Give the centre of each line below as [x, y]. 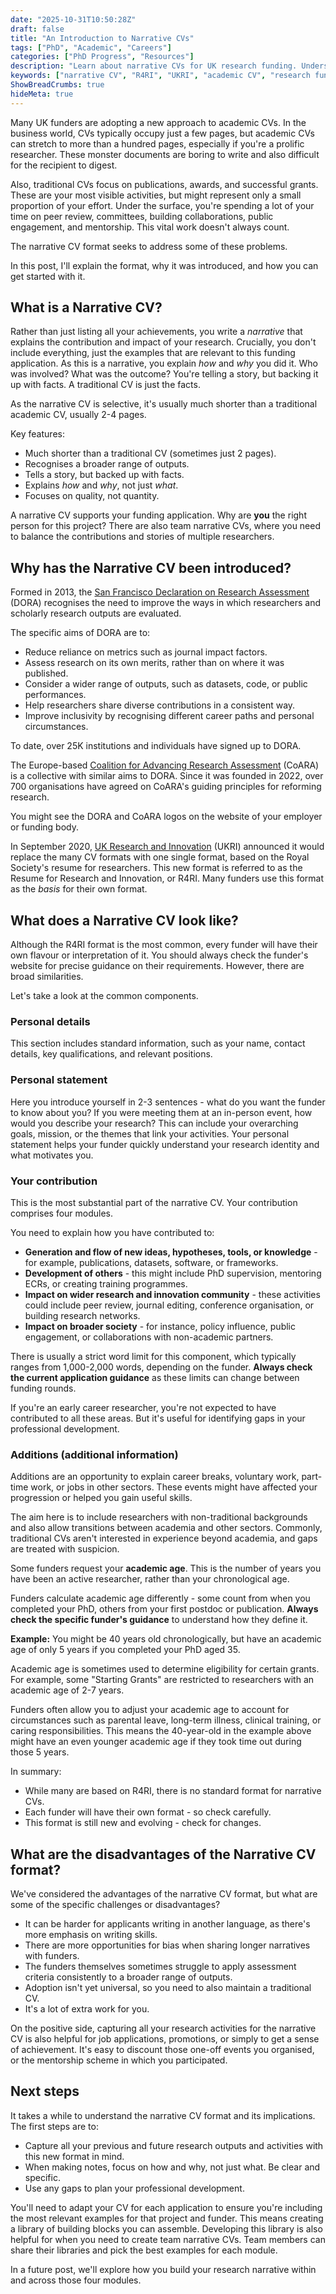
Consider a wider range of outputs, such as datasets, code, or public [166, 684]
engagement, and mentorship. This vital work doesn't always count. [150, 227]
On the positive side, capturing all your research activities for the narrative [163, 2028]
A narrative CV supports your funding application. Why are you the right [158, 515]
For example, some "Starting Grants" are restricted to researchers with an [162, 1680]
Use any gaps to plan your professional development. [134, 2188]
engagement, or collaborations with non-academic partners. [149, 1337]
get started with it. [48, 276]
